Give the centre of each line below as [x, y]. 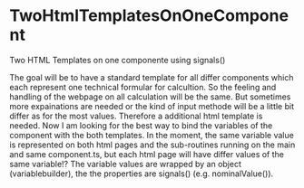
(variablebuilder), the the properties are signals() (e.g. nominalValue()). [142, 174]
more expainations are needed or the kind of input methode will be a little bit [152, 106]
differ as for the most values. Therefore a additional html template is [136, 116]
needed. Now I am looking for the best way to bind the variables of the [141, 125]
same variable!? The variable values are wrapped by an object [126, 164]
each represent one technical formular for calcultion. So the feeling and [143, 87]
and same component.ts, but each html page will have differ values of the [147, 154]
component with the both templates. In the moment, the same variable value [152, 135]
